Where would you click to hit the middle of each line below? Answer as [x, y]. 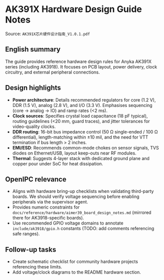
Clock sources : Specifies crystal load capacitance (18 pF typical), [80, 115]
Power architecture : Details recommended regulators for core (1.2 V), [84, 100]
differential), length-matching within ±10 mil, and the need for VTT [80, 137]
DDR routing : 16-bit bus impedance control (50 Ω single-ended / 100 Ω [85, 131]
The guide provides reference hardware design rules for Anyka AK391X [79, 61]
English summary [33, 49]
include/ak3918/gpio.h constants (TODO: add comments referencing [83, 228]
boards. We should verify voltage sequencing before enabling [76, 196]
